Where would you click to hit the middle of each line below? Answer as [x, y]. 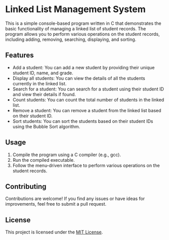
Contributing [26, 186]
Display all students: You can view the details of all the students [79, 78]
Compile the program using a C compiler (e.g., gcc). [67, 155]
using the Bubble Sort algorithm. [46, 126]
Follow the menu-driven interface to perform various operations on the [86, 165]
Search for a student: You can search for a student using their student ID [88, 89]
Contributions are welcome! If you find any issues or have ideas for [75, 199]
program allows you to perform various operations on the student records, [83, 34]
